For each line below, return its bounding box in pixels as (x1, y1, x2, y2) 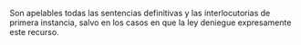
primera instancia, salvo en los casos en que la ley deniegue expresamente (9, 17, 292, 28)
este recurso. (9, 27, 59, 37)
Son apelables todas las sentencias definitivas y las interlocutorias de (9, 8, 271, 18)
